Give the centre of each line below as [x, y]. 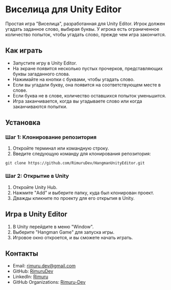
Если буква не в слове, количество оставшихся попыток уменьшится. [89, 95]
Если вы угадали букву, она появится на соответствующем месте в [87, 85]
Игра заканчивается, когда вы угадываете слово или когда [77, 101]
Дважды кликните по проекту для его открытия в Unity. [74, 198]
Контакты [22, 253]
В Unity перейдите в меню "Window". [53, 226]
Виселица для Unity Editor [63, 9]
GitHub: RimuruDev [33, 271]
